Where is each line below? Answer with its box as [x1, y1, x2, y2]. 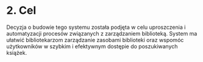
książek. [6, 49, 27, 56]
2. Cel [6, 4, 37, 17]
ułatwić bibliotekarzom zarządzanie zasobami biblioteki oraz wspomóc [6, 36, 184, 43]
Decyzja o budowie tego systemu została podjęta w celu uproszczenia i [6, 23, 186, 31]
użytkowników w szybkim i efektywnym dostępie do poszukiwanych [6, 43, 178, 50]
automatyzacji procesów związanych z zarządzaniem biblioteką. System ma [6, 29, 198, 37]
